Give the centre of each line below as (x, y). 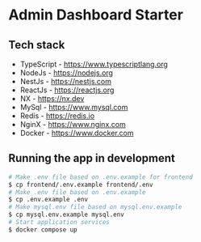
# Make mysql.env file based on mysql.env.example (95, 207)
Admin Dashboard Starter (96, 15)
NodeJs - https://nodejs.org (66, 73)
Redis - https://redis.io (57, 116)
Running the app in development (92, 158)
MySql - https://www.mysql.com (74, 107)
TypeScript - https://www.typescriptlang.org (94, 64)
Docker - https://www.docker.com (77, 133)
